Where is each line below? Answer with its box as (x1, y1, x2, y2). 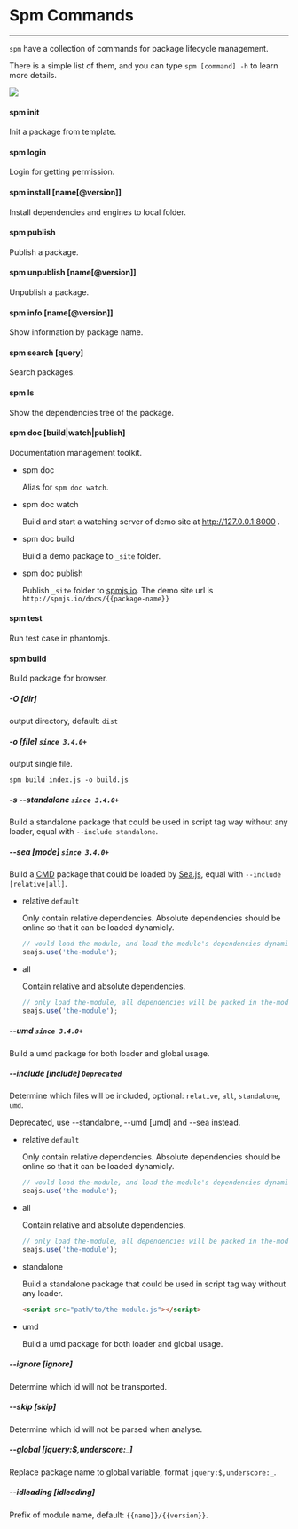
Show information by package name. (9, 327, 144, 338)
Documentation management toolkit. (9, 447, 143, 458)
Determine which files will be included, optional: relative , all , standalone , (9, 1090, 281, 1102)
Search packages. (9, 367, 75, 378)
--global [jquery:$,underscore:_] (9, 1445, 133, 1455)
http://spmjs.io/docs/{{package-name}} (21, 594, 170, 603)
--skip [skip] (9, 1401, 56, 1413)
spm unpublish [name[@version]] (9, 267, 137, 278)
